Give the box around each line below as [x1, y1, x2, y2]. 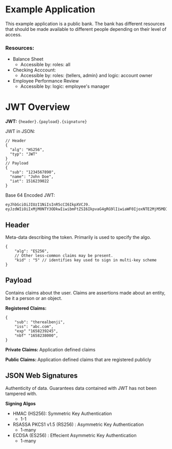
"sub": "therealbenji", [14, 320, 66, 325]
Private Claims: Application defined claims [5, 346, 96, 352]
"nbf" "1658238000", [14, 333, 58, 338]
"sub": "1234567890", [10, 170, 56, 175]
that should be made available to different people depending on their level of [5, 26, 167, 32]
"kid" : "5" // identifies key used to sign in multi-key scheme [14, 257, 157, 263]
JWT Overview [5, 101, 70, 113]
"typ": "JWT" [10, 152, 38, 157]
